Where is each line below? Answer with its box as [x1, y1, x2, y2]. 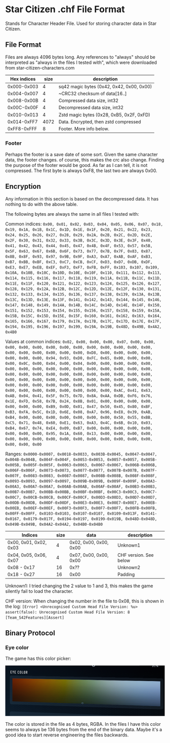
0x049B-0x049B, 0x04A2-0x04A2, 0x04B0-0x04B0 [5, 522, 103, 527]
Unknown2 [117, 564, 141, 570]
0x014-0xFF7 [7, 118, 38, 125]
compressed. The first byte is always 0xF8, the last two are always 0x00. [5, 167, 158, 174]
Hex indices [10, 76, 36, 82]
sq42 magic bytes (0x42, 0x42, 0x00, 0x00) [58, 83, 152, 89]
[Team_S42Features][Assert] [5, 615, 65, 620]
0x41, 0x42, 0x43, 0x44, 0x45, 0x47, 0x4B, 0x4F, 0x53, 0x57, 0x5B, [5, 243, 153, 248]
